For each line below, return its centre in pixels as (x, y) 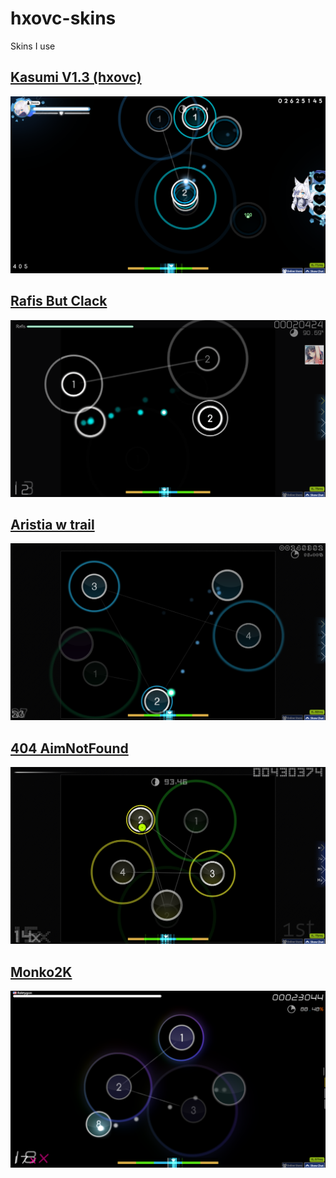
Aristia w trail (52, 524)
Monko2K (41, 972)
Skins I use (33, 46)
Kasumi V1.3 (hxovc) (76, 77)
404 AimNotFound (69, 748)
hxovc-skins (63, 18)
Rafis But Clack (59, 301)
